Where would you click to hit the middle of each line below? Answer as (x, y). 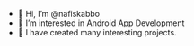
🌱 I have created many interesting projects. (97, 32)
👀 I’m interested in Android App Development (101, 23)
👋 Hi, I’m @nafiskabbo (59, 14)
